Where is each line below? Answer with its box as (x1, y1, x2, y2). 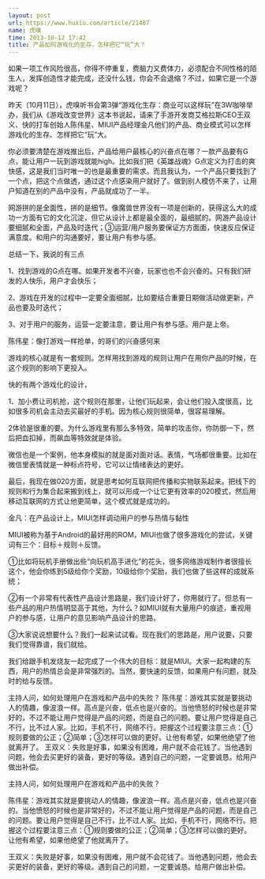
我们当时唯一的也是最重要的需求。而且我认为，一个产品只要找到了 (42, 167, 257, 176)
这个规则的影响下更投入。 (8, 363, 91, 372)
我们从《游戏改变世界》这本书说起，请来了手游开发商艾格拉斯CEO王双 (21, 110, 251, 119)
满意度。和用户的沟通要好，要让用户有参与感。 (8, 232, 160, 242)
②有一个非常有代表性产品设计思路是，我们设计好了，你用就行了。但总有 (8, 594, 246, 603)
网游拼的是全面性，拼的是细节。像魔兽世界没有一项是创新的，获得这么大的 (8, 203, 250, 213)
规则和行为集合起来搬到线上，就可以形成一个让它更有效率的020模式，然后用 (8, 487, 256, 496)
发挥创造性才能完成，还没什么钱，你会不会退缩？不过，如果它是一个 (28, 74, 250, 83)
